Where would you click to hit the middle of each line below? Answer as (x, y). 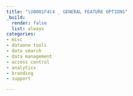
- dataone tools (26, 46)
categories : (21, 34)
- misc (14, 40)
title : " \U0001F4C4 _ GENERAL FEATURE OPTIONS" (67, 12)
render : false (29, 23)
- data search (24, 51)
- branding (20, 73)
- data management (29, 56)
